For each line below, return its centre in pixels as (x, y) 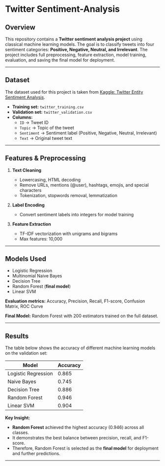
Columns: (22, 117)
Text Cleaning (27, 170)
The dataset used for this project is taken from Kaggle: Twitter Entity (74, 92)
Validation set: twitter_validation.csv (52, 112)
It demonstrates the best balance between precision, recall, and (77, 438)
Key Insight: (18, 418)
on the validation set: (26, 353)
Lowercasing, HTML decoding (50, 180)
